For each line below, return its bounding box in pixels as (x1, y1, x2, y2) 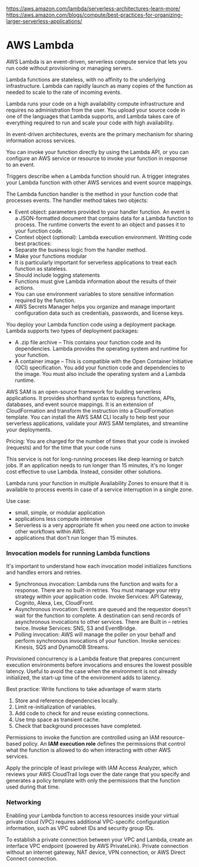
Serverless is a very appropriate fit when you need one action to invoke (14, 522, 190, 529)
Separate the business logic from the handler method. (14, 246, 147, 253)
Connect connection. (6, 855, 58, 862)
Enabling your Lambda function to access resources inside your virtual (6, 812, 179, 819)
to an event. (6, 161, 36, 168)
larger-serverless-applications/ (6, 18, 83, 24)
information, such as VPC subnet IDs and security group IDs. (6, 824, 155, 831)
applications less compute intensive (14, 515, 103, 522)
